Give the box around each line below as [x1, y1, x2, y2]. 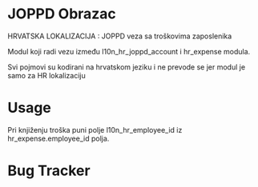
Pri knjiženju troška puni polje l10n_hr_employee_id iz [7, 125, 183, 134]
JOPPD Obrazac [7, 5, 117, 23]
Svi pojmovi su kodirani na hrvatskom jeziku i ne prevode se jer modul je [7, 62, 246, 72]
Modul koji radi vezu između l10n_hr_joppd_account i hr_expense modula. [7, 46, 251, 56]
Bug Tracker [7, 161, 91, 180]
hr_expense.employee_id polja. [7, 133, 110, 143]
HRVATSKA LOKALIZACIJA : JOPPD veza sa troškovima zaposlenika [7, 31, 232, 41]
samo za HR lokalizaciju [7, 70, 86, 80]
